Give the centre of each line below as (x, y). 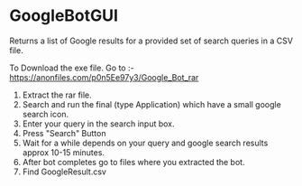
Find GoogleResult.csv (64, 172)
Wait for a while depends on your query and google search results (145, 143)
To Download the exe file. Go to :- (72, 68)
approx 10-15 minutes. (64, 152)
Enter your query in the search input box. (98, 124)
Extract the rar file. (57, 95)
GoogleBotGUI (64, 16)
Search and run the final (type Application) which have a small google (151, 104)
